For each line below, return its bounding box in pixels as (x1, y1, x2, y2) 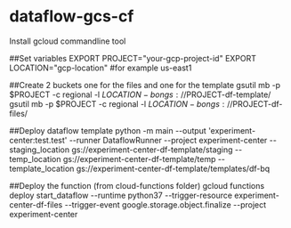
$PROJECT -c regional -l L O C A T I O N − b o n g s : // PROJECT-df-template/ (9, 89, 271, 100)
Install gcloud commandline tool (9, 36, 126, 46)
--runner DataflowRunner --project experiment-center (69, 134, 268, 145)
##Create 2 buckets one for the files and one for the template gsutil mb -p (9, 79, 281, 90)
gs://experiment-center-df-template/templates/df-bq (76, 163, 271, 174)
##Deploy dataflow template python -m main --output (9, 125, 206, 135)
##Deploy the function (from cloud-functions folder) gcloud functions (9, 180, 265, 191)
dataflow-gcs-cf (9, 6, 134, 27)
